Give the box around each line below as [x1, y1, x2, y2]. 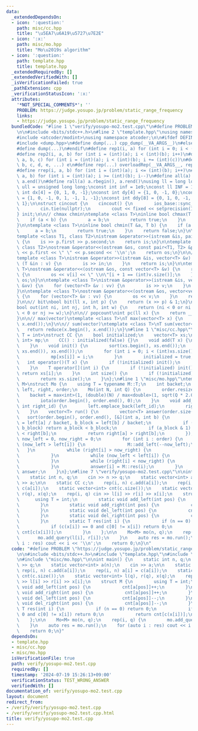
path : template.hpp [16, 58, 65, 64]
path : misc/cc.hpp [16, 25, 62, 31]
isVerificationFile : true [11, 656, 75, 661]
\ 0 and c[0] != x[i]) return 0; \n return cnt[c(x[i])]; [16, 611, 189, 618]
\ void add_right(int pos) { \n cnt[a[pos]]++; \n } [16, 590, 192, 595]
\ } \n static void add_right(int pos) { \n [16, 502, 160, 508]
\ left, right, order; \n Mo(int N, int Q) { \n [16, 387, 141, 393]
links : [16, 113, 33, 118]
